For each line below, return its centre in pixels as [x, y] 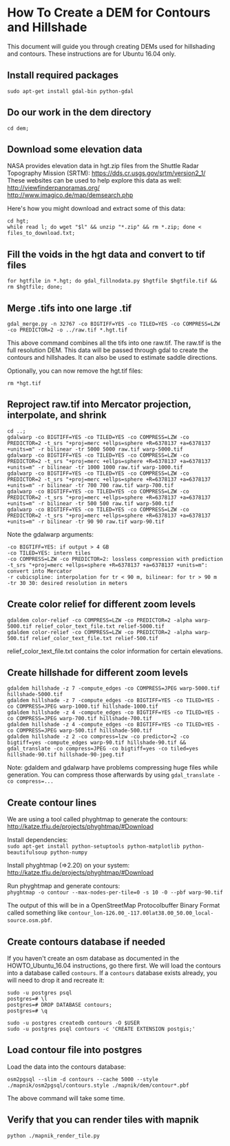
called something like [37, 913]
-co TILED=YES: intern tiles [49, 553]
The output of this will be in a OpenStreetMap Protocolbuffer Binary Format [114, 905]
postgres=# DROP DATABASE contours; [60, 1005]
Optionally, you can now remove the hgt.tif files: [75, 371]
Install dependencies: [38, 840]
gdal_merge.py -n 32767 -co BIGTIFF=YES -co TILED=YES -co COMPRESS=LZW [114, 324]
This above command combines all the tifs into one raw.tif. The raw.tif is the [114, 343]
